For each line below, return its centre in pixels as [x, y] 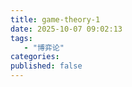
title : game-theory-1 [55, 19]
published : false [46, 66]
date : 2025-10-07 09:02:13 [66, 29]
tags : [21, 38]
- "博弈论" [44, 47]
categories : [35, 57]
